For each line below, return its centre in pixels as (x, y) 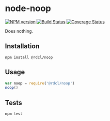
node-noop (28, 8)
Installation (22, 46)
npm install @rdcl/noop (29, 57)
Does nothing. (19, 31)
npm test (14, 114)
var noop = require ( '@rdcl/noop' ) (40, 83)
